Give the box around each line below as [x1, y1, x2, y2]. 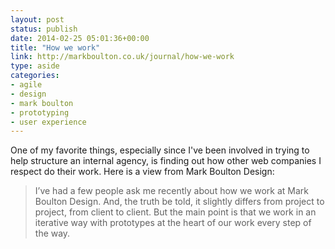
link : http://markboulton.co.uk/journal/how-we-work [10, 52, 235, 62]
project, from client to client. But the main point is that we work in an [34, 206, 317, 218]
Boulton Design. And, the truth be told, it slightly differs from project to [34, 196, 325, 208]
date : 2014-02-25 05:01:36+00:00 [10, 33, 150, 43]
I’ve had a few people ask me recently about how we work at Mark [34, 185, 310, 197]
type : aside [10, 61, 60, 71]
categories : [10, 71, 60, 81]
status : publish [10, 24, 78, 34]
